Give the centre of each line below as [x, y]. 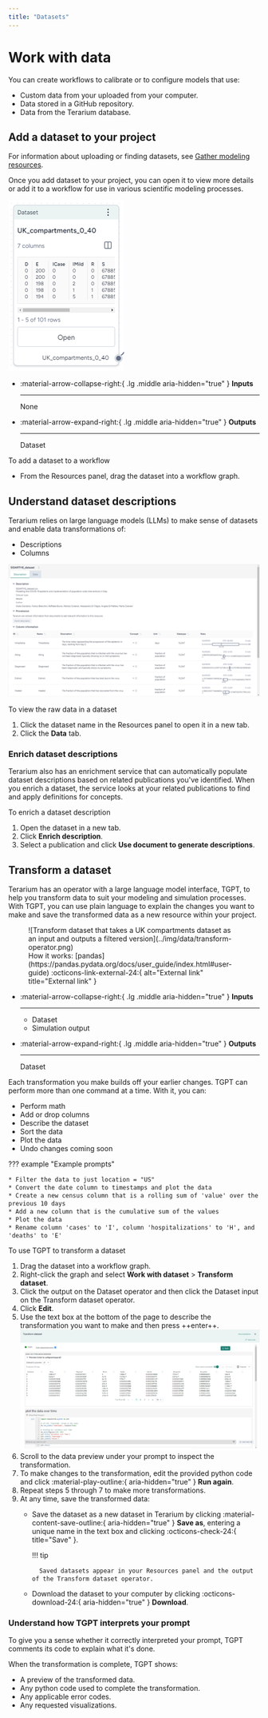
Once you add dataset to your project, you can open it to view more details [131, 181]
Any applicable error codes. [65, 1696]
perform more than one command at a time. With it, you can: [108, 1090]
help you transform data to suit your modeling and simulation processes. [127, 898]
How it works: [51, 956]
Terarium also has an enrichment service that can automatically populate [128, 771]
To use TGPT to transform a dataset [67, 1250]
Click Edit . [37, 1309]
